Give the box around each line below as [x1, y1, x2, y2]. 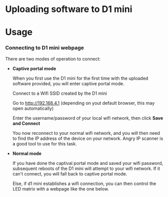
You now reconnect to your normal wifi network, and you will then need [12, 130, 160, 136]
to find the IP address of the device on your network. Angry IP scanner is [12, 135, 163, 141]
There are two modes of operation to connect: [5, 56, 101, 62]
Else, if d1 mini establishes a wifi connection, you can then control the [12, 180, 156, 186]
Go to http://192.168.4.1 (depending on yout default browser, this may [12, 100, 155, 106]
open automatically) [12, 105, 54, 111]
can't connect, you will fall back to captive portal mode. [12, 170, 127, 176]
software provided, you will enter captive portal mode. [12, 80, 124, 86]
